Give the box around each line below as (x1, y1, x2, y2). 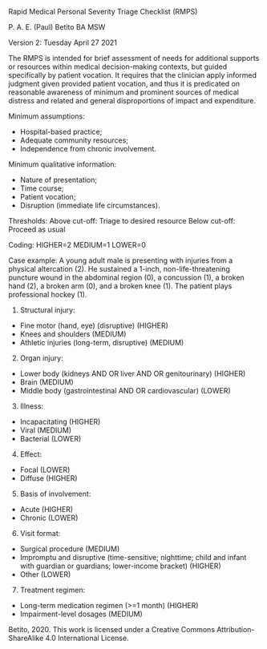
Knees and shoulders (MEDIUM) (19, 329, 127, 339)
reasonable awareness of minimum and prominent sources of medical (8, 87, 239, 97)
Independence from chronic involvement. (19, 144, 156, 153)
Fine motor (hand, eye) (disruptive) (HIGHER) (19, 320, 168, 330)
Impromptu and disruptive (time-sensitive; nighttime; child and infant (19, 553, 247, 562)
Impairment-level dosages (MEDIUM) (19, 609, 143, 619)
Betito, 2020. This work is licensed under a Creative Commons (8, 625, 215, 634)
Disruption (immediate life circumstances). (19, 200, 160, 210)
